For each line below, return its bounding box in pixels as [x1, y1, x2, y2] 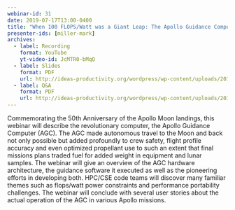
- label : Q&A [13, 82, 52, 89]
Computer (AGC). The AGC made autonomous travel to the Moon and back [7, 129, 223, 137]
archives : [7, 36, 36, 43]
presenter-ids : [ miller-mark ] [7, 29, 96, 37]
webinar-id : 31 [7, 10, 52, 17]
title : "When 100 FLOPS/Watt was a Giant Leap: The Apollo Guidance [7, 23, 211, 30]
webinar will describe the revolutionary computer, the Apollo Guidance [7, 122, 211, 129]
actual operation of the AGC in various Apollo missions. [7, 196, 166, 204]
